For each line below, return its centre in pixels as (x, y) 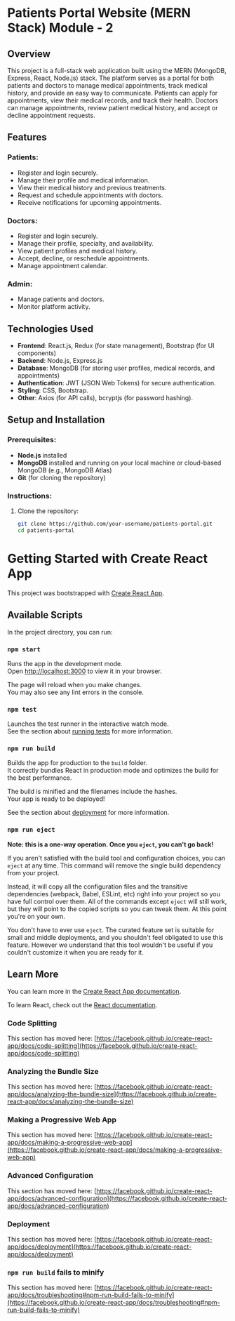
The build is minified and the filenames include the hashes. (92, 792)
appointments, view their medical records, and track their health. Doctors (113, 100)
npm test (22, 709)
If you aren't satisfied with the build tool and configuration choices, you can (116, 858)
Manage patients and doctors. (61, 299)
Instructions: (30, 496)
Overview (29, 54)
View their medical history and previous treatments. (92, 187)
